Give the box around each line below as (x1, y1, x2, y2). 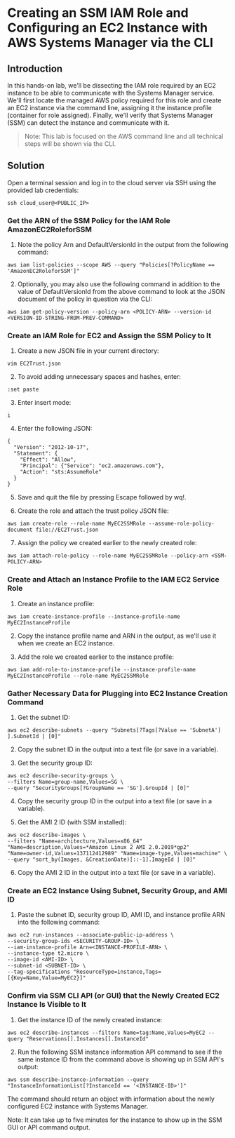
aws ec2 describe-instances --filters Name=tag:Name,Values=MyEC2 (7, 1029, 206, 1036)
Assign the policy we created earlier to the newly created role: (17, 539, 198, 547)
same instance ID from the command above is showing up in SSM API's (17, 1055, 224, 1064)
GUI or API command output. (7, 1123, 90, 1131)
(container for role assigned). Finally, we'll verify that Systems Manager (7, 111, 213, 119)
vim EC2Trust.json (7, 360, 61, 368)
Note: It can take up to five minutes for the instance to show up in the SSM (7, 1116, 222, 1124)
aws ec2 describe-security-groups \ (7, 772, 114, 779)
